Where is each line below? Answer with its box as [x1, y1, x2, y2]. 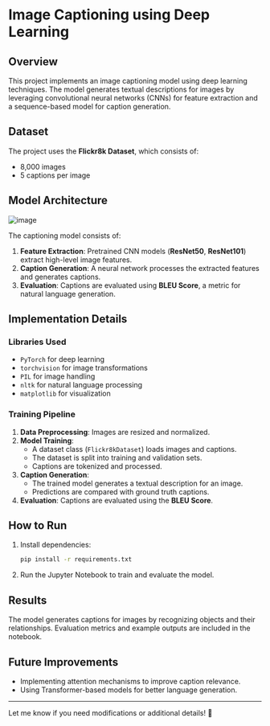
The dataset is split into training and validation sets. [31, 453, 202, 462]
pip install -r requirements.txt [19, 556, 133, 564]
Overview [8, 55, 59, 68]
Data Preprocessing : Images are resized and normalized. [19, 427, 211, 437]
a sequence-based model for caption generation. [8, 102, 171, 111]
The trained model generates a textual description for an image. [31, 478, 243, 488]
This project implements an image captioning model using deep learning [8, 76, 247, 85]
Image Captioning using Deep [8, 6, 211, 24]
